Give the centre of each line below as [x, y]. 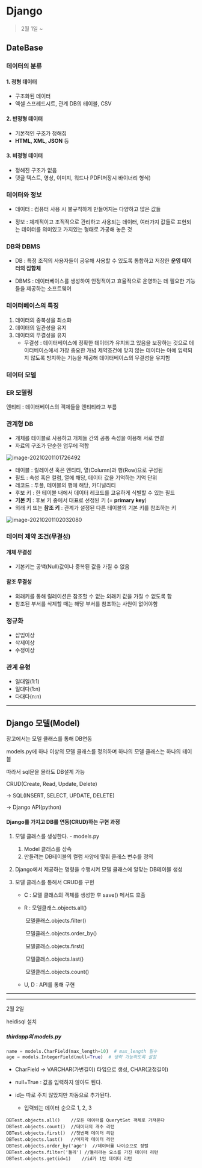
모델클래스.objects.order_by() [61, 934]
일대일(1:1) [27, 682]
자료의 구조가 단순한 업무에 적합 [52, 446]
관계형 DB [20, 424]
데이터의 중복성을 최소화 [43, 320]
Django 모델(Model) [43, 723]
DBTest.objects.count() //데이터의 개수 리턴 [60, 1126]
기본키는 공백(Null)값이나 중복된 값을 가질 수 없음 [72, 567]
